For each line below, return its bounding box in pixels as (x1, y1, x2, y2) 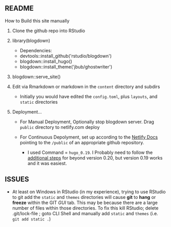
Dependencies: (19, 47, 52, 53)
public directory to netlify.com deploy (19, 124, 100, 130)
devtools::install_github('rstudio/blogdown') (19, 53, 112, 59)
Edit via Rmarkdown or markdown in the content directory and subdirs (12, 83, 160, 89)
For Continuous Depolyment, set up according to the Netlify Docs (19, 134, 158, 140)
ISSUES (5, 175, 29, 184)
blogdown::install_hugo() (19, 58, 72, 64)
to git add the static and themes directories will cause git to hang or (12, 194, 156, 200)
